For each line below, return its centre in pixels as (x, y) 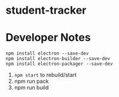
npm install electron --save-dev (47, 54)
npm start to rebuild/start (45, 75)
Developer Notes (48, 38)
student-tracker (46, 10)
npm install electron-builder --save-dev (58, 59)
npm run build (31, 87)
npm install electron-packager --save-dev (59, 64)
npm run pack (31, 82)
